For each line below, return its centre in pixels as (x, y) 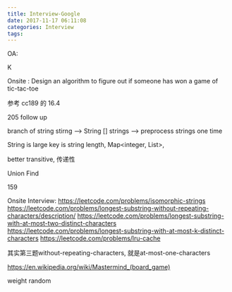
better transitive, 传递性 (41, 159)
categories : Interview (41, 27)
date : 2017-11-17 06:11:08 (47, 21)
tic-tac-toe (23, 88)
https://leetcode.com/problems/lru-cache (100, 238)
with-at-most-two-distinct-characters (62, 223)
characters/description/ (42, 216)
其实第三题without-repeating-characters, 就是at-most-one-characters (109, 253)
